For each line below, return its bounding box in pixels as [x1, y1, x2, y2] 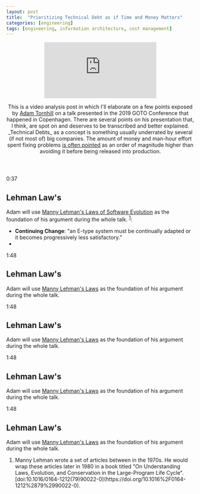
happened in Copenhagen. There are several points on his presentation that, [7, 116, 194, 123]
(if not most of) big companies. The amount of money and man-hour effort [8, 135, 192, 143]
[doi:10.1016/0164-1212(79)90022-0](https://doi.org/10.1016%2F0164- [14, 475, 186, 483]
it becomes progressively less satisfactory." [14, 234, 122, 241]
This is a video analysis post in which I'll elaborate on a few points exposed [8, 103, 193, 111]
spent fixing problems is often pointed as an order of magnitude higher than [7, 141, 194, 148]
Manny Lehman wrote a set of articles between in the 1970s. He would [14, 456, 188, 463]
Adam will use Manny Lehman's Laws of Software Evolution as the [6, 208, 170, 216]
